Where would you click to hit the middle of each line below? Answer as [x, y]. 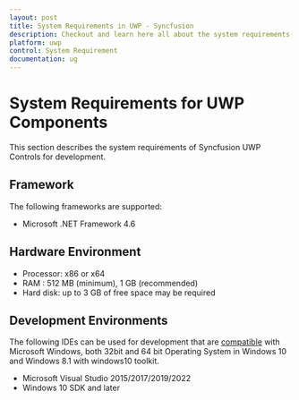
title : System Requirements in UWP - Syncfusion [102, 26]
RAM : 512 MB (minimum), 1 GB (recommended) [110, 283]
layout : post [34, 17]
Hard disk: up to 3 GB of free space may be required [119, 293]
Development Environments [89, 320]
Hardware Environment [75, 252]
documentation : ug [43, 59]
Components [59, 123]
